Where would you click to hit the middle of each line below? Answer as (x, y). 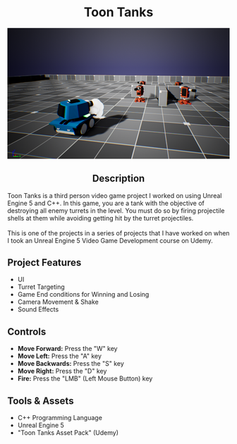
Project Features (44, 263)
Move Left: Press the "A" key (60, 356)
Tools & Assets (41, 401)
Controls (27, 332)
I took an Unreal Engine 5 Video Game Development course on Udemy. (110, 240)
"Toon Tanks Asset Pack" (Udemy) (68, 433)
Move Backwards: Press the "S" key (71, 364)
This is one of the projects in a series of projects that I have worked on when (119, 233)
